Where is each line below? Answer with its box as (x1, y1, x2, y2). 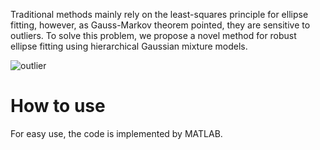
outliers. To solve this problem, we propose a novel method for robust (10, 30, 297, 41)
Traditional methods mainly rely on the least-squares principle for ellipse (10, 9, 309, 20)
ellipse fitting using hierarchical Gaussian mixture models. (10, 40, 248, 52)
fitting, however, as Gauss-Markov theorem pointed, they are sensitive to (10, 19, 311, 31)
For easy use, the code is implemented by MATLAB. (10, 127, 223, 139)
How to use (10, 95, 106, 118)
